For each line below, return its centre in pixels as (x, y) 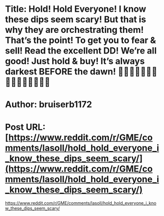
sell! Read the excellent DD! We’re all (81, 51)
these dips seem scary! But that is (76, 19)
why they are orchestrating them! (74, 30)
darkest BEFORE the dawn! (60, 72)
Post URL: (25, 127)
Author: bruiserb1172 (48, 105)
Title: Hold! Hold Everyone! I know (76, 9)
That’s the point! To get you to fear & (81, 40)
